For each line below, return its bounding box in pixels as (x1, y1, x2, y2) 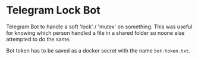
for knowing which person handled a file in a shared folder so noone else (6, 29, 185, 36)
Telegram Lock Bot (6, 4, 100, 17)
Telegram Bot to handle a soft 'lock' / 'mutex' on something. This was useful (6, 23, 193, 30)
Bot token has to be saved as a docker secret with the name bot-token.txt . (6, 47, 191, 54)
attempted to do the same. (6, 35, 71, 42)
